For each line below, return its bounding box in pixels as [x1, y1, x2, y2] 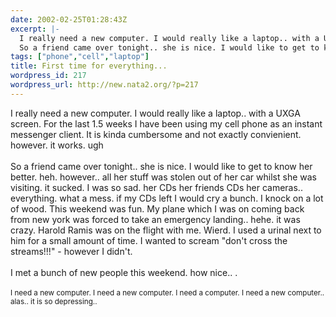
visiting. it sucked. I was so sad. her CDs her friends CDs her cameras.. [10, 181, 303, 193]
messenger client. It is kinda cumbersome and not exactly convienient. [10, 128, 302, 140]
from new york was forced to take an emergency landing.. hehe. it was [10, 213, 301, 225]
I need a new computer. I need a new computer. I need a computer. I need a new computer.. [10, 287, 325, 298]
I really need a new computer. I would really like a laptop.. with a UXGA [10, 107, 301, 119]
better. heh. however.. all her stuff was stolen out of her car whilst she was [10, 171, 317, 183]
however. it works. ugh [10, 139, 104, 151]
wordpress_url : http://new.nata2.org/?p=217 [10, 80, 199, 90]
